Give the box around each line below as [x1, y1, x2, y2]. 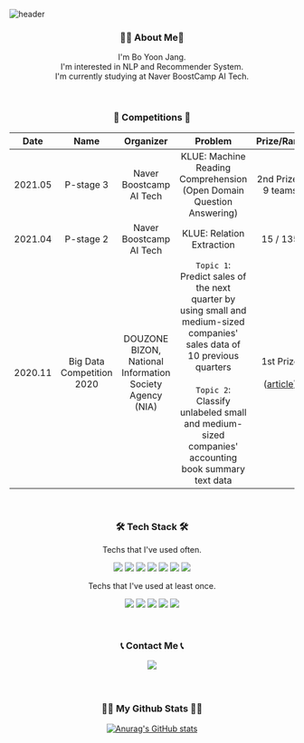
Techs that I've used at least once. [88, 580, 216, 591]
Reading [195, 161, 232, 174]
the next [195, 281, 231, 294]
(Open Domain [182, 184, 244, 197]
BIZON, [130, 343, 161, 356]
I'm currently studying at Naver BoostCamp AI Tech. [54, 71, 250, 82]
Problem [194, 134, 233, 147]
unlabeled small [179, 406, 247, 419]
